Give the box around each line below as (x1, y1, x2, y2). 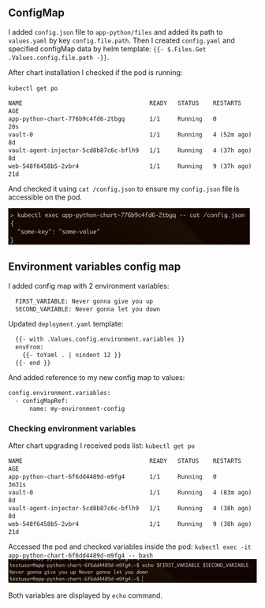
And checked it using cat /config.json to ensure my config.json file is (8, 184, 240, 193)
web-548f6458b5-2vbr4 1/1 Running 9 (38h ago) (8, 520, 252, 528)
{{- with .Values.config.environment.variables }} (15, 335, 185, 343)
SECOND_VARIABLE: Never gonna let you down (15, 305, 160, 313)
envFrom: (15, 343, 44, 351)
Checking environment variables (8, 423, 136, 434)
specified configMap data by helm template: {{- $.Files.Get (8, 43, 207, 54)
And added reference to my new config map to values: (8, 372, 185, 382)
